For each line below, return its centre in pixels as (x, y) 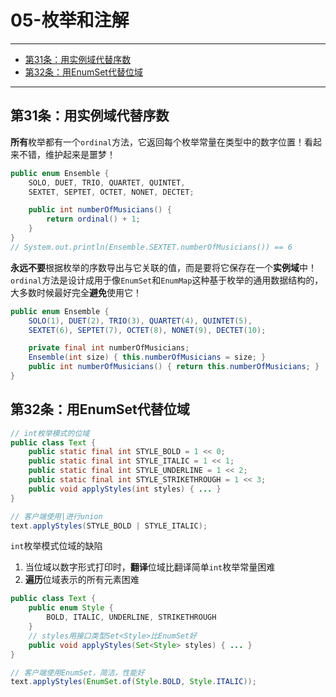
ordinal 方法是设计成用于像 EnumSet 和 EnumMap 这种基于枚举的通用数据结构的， (167, 280)
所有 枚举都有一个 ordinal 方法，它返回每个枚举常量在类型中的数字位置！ (157, 142)
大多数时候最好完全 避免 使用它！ (76, 292)
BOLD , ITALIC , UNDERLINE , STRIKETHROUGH (131, 617)
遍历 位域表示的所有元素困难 (82, 580)
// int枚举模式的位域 (50, 433)
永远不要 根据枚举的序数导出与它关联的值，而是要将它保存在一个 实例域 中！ (163, 267)
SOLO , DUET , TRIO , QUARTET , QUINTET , (107, 182)
